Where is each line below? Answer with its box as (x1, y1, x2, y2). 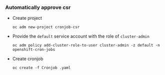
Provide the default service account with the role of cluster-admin (12, 34, 150, 39)
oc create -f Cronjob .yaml (12, 66, 71, 71)
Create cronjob (12, 56, 43, 62)
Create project (12, 15, 42, 21)
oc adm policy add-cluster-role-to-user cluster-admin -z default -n (12, 43, 161, 48)
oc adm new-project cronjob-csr (12, 25, 80, 30)
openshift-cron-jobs (12, 47, 55, 52)
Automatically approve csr (5, 4, 71, 11)
